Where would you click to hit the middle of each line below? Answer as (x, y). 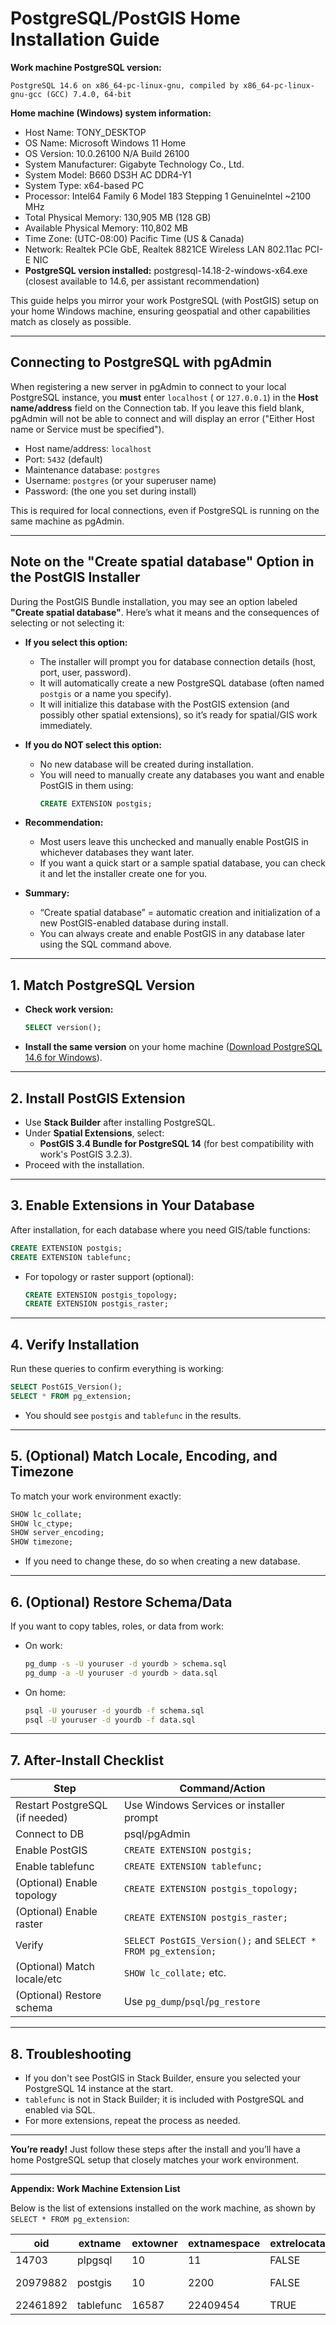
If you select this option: (76, 642)
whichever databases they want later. (117, 853)
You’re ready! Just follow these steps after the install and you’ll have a (155, 2149)
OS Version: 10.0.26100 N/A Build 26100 (107, 153)
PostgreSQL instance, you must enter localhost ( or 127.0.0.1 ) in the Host (164, 397)
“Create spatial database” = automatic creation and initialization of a (180, 913)
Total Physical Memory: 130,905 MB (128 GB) (118, 217)
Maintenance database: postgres (92, 469)
